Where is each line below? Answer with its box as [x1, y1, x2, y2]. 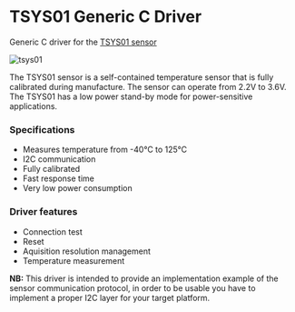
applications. [9, 100, 57, 111]
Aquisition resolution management [22, 246, 152, 257]
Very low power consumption [22, 183, 133, 194]
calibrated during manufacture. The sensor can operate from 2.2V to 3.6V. [9, 81, 288, 92]
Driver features [9, 206, 78, 218]
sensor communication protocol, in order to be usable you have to [9, 282, 256, 293]
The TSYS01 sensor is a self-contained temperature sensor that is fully [9, 71, 274, 83]
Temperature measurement [22, 255, 125, 266]
